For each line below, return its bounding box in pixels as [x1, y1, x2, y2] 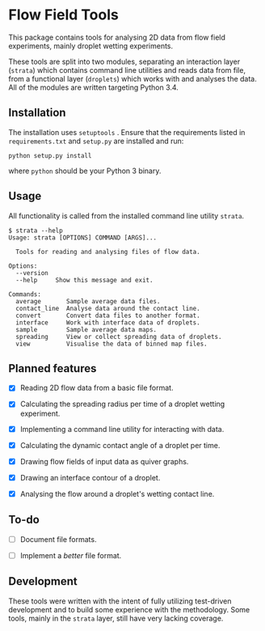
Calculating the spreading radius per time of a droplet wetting [19, 399, 225, 409]
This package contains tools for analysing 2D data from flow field [8, 32, 226, 42]
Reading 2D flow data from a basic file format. [19, 383, 174, 393]
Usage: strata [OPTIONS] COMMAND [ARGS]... [8, 233, 158, 242]
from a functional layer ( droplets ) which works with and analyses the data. [8, 74, 257, 83]
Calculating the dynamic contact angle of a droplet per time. [19, 440, 221, 450]
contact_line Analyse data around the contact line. [15, 304, 200, 312]
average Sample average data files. [15, 297, 161, 305]
